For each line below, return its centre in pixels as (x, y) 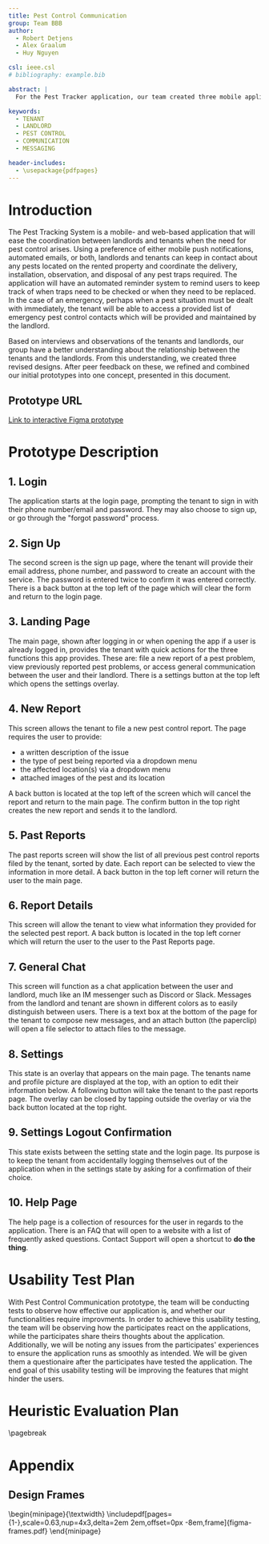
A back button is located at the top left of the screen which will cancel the (130, 793)
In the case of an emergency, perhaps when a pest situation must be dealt (131, 300)
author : (21, 30)
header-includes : (37, 163)
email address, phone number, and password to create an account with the (132, 571)
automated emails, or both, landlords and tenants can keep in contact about (133, 258)
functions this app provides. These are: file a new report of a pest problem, (132, 658)
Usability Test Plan (72, 1280)
